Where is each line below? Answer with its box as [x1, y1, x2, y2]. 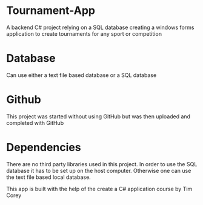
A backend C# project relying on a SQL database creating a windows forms [6, 24, 195, 31]
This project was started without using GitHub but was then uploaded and [6, 113, 191, 120]
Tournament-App [6, 4, 96, 18]
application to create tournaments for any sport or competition [6, 30, 162, 37]
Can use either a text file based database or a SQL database [6, 71, 157, 79]
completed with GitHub [6, 119, 64, 126]
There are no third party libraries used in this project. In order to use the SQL [6, 160, 198, 167]
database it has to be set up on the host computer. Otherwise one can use [6, 167, 191, 174]
